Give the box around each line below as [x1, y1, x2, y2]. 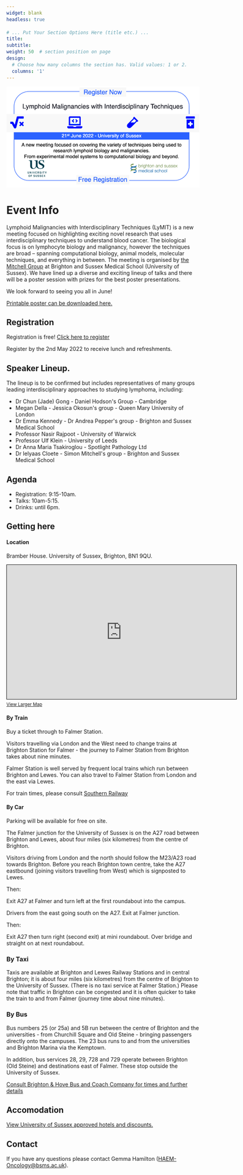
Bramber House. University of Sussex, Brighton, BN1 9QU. [6, 552, 153, 560]
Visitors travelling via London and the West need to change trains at [6, 739, 178, 747]
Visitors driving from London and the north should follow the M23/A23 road [6, 853, 196, 861]
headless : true [6, 16, 45, 23]
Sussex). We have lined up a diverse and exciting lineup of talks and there [6, 269, 193, 276]
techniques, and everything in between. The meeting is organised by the [6, 256, 189, 263]
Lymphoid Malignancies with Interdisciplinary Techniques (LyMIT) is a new [6, 223, 194, 231]
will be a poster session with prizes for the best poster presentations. [6, 275, 181, 283]
